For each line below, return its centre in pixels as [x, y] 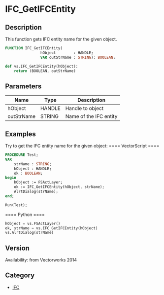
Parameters [23, 86]
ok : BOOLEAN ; [28, 173]
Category [20, 276]
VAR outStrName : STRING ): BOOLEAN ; [78, 57]
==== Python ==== [25, 214]
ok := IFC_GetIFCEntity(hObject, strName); [59, 187]
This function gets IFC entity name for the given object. [61, 39]
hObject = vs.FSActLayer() [33, 223]
